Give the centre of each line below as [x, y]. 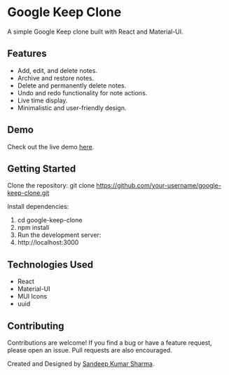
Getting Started [42, 169]
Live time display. [42, 100]
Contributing [36, 326]
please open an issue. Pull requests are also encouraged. [90, 350]
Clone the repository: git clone [51, 186]
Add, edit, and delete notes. [57, 70]
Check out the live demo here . [51, 146]
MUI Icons [32, 296]
